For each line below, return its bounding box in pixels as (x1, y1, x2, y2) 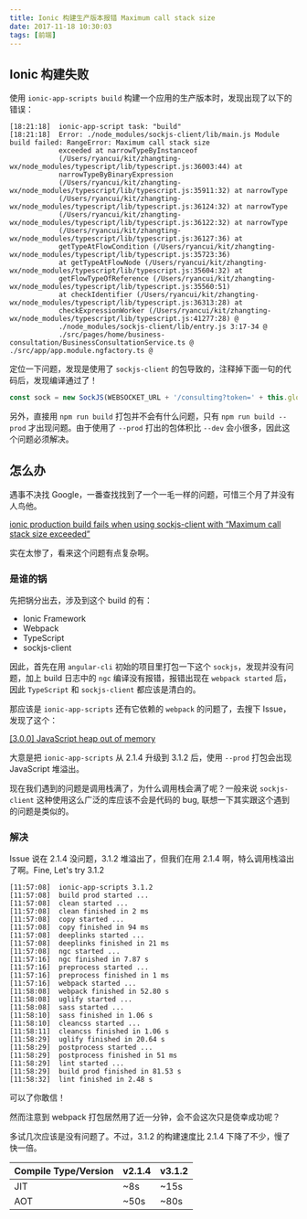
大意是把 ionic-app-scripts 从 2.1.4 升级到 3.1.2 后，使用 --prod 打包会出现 (9, 752, 292, 764)
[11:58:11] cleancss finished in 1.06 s (9, 1027, 170, 1036)
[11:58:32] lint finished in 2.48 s (9, 1075, 153, 1085)
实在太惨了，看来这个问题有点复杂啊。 (9, 547, 153, 558)
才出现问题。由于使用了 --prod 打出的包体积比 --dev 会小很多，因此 (27, 422, 283, 433)
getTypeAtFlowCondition (58, 242, 149, 251)
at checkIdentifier (58, 290, 132, 300)
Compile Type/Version (14, 1165, 114, 1178)
